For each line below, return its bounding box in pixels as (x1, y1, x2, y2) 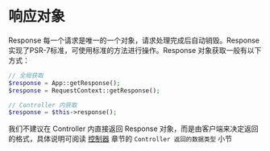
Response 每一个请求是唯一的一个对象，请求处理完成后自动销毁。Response (8, 35, 260, 45)
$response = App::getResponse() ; (8, 79, 121, 87)
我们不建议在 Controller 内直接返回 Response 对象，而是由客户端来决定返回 (8, 124, 260, 133)
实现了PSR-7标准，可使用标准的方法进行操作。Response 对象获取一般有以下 (8, 45, 262, 55)
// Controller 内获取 (8, 101, 77, 109)
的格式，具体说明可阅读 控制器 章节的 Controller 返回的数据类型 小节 (8, 134, 232, 144)
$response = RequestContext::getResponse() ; (8, 86, 160, 95)
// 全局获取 (8, 71, 44, 80)
